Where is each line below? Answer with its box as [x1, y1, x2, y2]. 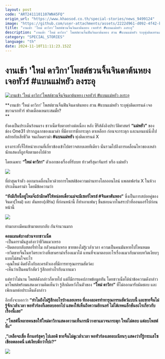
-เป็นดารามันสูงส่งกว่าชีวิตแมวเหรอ [5, 239, 61, 245]
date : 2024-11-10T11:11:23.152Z [5, 44, 71, 49]
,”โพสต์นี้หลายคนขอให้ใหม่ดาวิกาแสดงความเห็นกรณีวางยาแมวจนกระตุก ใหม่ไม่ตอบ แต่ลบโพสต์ [5, 318, 159, 324]
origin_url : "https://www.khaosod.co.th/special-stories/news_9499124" [5, 16, 155, 21]
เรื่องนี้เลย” [5, 308, 23, 314]
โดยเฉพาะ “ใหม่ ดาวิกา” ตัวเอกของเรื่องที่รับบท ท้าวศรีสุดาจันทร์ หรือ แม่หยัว [5, 159, 128, 165]
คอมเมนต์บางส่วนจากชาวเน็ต [5, 233, 52, 239]
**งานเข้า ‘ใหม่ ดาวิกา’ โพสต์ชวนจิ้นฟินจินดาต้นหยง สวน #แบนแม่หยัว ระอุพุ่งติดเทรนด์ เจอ [5, 102, 152, 108]
